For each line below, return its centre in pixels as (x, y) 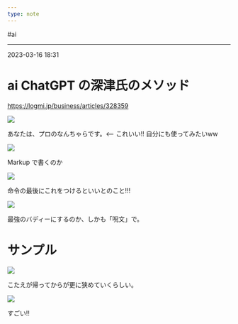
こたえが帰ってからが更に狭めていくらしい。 (73, 284)
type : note (23, 14)
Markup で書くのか (35, 162)
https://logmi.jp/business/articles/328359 (68, 106)
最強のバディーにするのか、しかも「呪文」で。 (75, 219)
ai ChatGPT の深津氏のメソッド (98, 85)
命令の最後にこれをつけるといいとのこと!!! (69, 190)
